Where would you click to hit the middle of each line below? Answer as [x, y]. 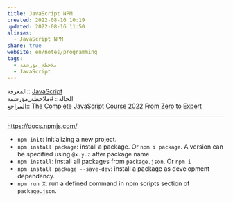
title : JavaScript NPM [40, 13]
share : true [24, 46]
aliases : [20, 33]
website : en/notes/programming [52, 53]
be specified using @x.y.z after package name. [84, 154]
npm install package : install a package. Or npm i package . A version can [120, 147]
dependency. [36, 176]
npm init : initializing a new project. [67, 139]
